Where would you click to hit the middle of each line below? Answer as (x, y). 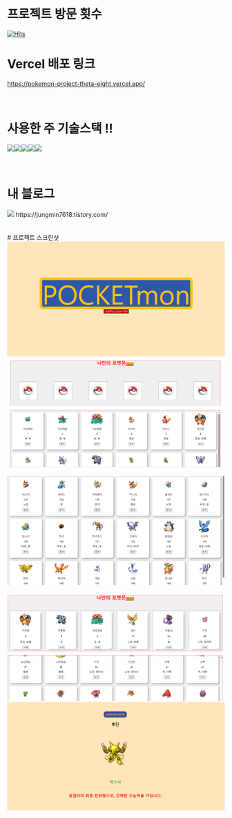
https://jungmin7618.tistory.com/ (62, 214)
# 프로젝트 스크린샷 (33, 237)
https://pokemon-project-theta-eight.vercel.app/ (76, 83)
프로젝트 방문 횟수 (55, 14)
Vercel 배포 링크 (51, 64)
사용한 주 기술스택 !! (60, 129)
